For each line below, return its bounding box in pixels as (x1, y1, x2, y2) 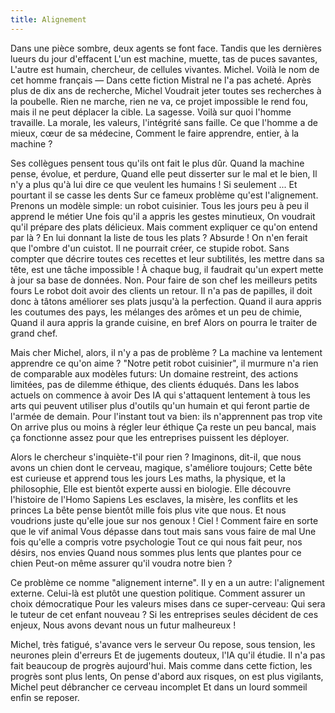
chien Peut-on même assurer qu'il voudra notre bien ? (10, 557, 233, 569)
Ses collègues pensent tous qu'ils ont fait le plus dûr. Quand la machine (10, 157, 305, 169)
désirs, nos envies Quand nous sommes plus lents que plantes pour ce (10, 546, 302, 558)
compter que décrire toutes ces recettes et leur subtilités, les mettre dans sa (10, 252, 325, 265)
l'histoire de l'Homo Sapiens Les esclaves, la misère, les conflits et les (10, 493, 298, 505)
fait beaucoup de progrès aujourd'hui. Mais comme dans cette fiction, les (10, 659, 313, 671)
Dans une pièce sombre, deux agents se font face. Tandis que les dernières (10, 42, 322, 54)
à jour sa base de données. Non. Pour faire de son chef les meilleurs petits (10, 274, 318, 286)
